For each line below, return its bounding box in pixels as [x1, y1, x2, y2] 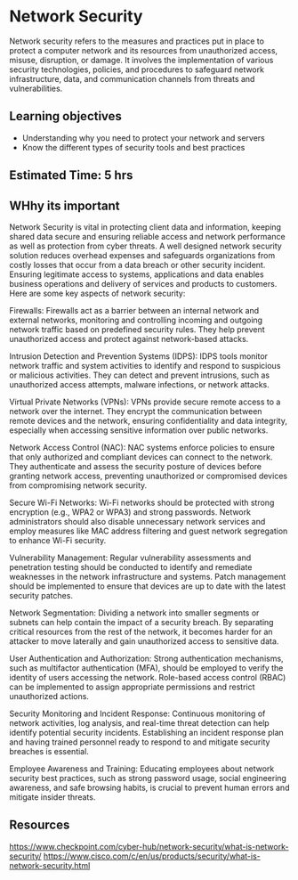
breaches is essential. [9, 746, 89, 756]
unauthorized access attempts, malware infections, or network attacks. [9, 379, 270, 389]
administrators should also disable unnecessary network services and [9, 516, 266, 526]
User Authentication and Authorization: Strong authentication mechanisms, [9, 653, 284, 664]
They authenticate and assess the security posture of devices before [9, 460, 262, 471]
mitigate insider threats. [9, 791, 96, 803]
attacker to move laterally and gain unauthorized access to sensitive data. [9, 635, 279, 647]
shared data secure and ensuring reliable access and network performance [9, 231, 286, 241]
